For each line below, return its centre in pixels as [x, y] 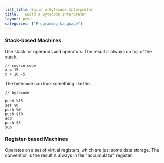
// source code [21, 65]
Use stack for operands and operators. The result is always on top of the [79, 51]
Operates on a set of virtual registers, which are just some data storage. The [82, 150]
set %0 [12, 105]
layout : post [18, 19]
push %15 [14, 101]
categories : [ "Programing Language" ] [44, 23]
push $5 [13, 123]
